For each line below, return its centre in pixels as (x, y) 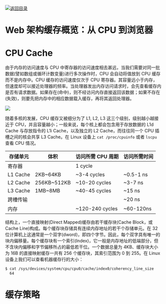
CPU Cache (29, 53)
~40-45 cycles (93, 191)
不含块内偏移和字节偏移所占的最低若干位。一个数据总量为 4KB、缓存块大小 (82, 247)
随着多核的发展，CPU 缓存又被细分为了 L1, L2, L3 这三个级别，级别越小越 (80, 119)
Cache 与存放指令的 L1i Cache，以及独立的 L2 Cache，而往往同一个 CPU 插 (82, 131)
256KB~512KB (53, 182)
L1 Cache (19, 175)
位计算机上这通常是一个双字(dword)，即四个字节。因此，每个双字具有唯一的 (83, 235)
